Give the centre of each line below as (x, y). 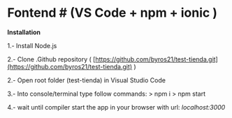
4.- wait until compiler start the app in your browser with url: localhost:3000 (116, 107)
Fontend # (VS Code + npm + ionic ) (113, 13)
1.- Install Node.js (32, 45)
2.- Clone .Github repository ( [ (51, 59)
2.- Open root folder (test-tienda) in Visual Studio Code (87, 80)
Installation (24, 32)
